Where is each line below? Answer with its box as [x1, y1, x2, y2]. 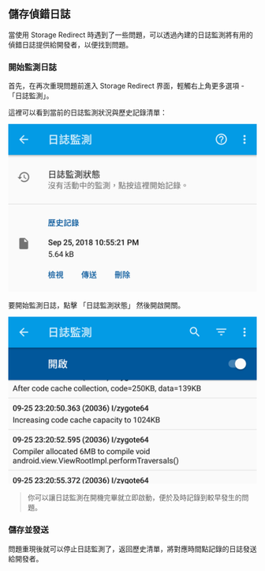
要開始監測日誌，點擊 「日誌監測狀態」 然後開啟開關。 [8, 300, 185, 310]
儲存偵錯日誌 [8, 7, 71, 21]
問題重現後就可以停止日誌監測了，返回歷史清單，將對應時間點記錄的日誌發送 [8, 544, 257, 554]
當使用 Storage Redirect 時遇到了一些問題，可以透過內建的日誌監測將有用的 [8, 30, 254, 40]
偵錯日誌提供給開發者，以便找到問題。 [8, 40, 132, 49]
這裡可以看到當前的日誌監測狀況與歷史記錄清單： [8, 108, 167, 117]
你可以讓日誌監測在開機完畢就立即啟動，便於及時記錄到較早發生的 [27, 493, 242, 502]
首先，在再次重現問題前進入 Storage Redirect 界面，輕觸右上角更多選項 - [8, 81, 244, 91]
